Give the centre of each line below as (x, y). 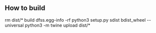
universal (14, 25)
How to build (25, 8)
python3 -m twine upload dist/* (57, 25)
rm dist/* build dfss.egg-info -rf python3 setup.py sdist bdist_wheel (75, 20)
